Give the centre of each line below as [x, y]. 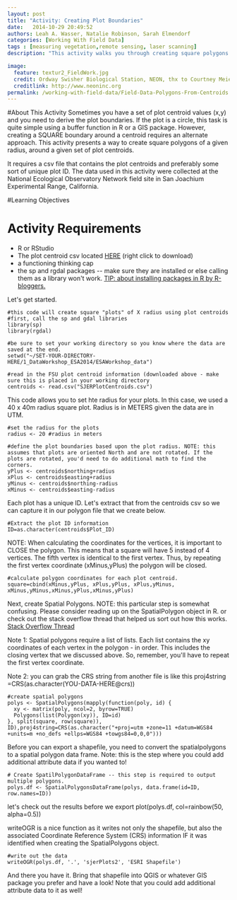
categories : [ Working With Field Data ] [66, 40]
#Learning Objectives [38, 200]
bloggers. [31, 286]
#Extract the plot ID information [58, 524]
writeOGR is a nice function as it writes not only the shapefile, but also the [115, 828]
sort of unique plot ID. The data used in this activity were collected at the [113, 171]
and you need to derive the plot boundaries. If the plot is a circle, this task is [117, 120]
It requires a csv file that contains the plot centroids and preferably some [113, 164]
